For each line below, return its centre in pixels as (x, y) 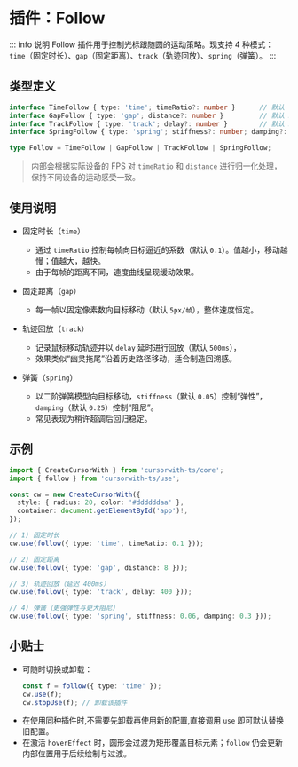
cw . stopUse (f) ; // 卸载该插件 (74, 702)
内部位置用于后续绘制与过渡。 (76, 754)
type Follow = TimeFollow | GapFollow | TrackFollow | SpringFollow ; (141, 148)
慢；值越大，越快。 (71, 261)
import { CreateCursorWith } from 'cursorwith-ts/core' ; (117, 470)
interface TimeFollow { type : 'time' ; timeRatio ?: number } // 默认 (147, 107)
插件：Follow (57, 18)
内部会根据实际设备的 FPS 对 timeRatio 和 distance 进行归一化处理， (156, 166)
